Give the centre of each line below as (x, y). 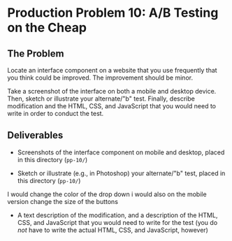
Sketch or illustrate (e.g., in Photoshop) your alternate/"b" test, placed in (121, 173)
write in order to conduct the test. (56, 114)
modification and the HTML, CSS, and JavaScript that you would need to (112, 106)
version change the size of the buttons (63, 201)
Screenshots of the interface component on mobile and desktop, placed (121, 152)
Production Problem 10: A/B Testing (113, 13)
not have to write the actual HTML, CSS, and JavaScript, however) (113, 230)
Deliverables (35, 135)
